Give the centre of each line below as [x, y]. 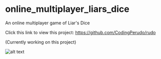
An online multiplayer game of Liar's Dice [47, 23]
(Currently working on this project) [41, 42]
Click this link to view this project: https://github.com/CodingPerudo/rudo [80, 32]
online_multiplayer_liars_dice [67, 9]
